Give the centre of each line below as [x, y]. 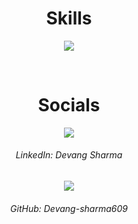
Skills [69, 18]
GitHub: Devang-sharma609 [69, 208]
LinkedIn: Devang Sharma [69, 155]
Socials [69, 105]
